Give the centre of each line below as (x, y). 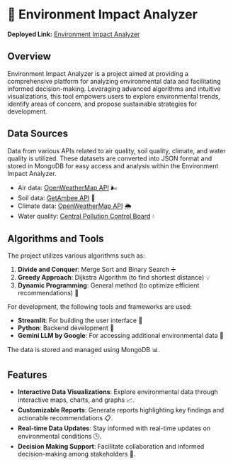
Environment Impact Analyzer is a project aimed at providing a (98, 73)
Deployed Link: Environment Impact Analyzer (74, 34)
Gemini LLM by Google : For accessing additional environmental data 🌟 (121, 336)
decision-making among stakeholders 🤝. (76, 454)
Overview (29, 56)
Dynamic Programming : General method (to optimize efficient (108, 285)
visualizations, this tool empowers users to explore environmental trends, (114, 96)
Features (27, 374)
